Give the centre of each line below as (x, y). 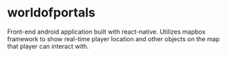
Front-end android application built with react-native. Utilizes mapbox (107, 32)
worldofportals (51, 13)
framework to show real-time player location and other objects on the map (113, 38)
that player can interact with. (48, 46)
